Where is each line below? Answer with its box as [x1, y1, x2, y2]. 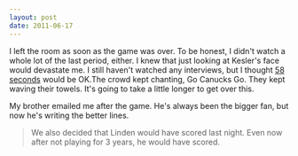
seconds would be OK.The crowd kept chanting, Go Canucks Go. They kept [9, 74, 286, 84]
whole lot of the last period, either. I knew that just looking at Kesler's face [9, 55, 279, 66]
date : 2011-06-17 [9, 21, 74, 30]
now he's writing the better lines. [9, 110, 129, 121]
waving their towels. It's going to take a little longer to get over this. [9, 83, 255, 94]
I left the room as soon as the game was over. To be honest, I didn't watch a [9, 45, 286, 56]
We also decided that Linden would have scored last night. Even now [30, 127, 283, 137]
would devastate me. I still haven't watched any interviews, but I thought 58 [9, 64, 286, 75]
